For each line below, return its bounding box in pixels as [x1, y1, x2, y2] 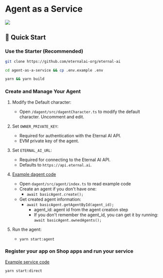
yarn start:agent [19, 237, 55, 241]
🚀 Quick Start [5, 33, 46, 42]
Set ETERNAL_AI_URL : [12, 147, 52, 153]
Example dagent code [12, 171, 56, 177]
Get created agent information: [19, 196, 81, 202]
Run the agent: [12, 226, 42, 232]
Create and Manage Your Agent [5, 88, 81, 95]
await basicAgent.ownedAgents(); [34, 218, 102, 222]
